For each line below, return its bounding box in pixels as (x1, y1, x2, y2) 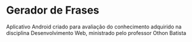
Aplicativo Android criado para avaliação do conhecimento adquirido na (6, 23, 182, 30)
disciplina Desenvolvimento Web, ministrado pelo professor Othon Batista (6, 29, 187, 36)
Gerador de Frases (6, 4, 99, 17)
